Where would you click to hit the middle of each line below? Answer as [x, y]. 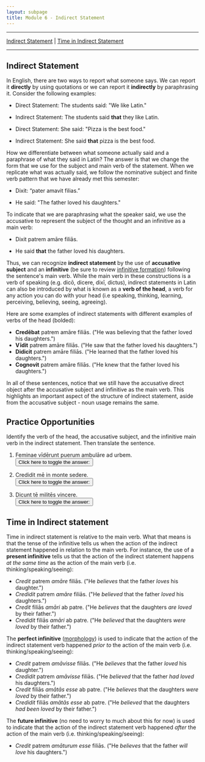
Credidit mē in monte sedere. [52, 475]
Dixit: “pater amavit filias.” [48, 191]
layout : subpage [27, 12]
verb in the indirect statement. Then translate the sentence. [81, 443]
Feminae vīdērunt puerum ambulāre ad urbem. [74, 455]
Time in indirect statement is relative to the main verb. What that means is [99, 537]
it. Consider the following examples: [51, 94]
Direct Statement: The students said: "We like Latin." [81, 105]
